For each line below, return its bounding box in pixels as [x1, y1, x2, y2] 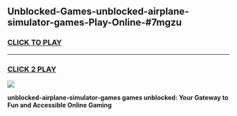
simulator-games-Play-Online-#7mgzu [7, 17, 182, 29]
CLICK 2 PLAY [7, 64, 56, 74]
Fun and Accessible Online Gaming [7, 101, 112, 109]
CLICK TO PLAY [7, 38, 62, 48]
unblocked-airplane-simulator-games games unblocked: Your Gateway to [7, 93, 229, 101]
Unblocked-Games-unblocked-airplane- [7, 6, 189, 18]
